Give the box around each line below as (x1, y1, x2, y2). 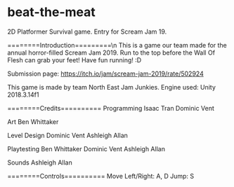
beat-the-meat (7, 4, 96, 20)
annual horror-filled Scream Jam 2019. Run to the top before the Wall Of (7, 48, 216, 57)
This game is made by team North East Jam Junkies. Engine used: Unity (7, 83, 216, 91)
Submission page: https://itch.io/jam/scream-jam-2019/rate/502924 (7, 69, 204, 78)
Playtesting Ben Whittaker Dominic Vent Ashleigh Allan (7, 144, 165, 153)
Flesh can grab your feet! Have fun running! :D (7, 55, 142, 64)
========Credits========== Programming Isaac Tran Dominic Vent (7, 104, 214, 112)
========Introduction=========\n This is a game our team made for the (7, 41, 227, 49)
